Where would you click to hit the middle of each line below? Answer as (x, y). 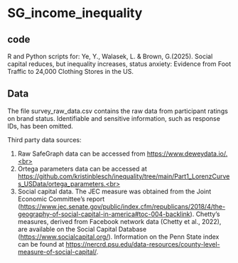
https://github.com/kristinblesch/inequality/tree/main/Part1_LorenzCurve (124, 176)
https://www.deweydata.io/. (187, 154)
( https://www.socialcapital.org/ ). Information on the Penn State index (118, 237)
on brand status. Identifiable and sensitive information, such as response (114, 118)
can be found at (41, 244)
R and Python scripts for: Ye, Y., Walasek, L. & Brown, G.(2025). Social (110, 56)
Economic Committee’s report (61, 199)
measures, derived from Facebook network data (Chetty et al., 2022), (119, 221)
